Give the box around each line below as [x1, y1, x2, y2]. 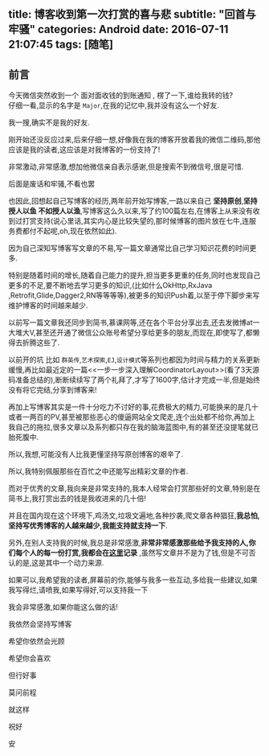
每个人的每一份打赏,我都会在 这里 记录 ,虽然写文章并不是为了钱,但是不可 [14, 548, 249, 557]
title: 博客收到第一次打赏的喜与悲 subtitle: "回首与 [8, 7, 257, 22]
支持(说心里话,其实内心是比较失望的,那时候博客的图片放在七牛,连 [35, 216, 250, 226]
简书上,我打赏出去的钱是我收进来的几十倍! [8, 494, 147, 503]
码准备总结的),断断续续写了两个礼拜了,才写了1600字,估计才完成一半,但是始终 [8, 375, 261, 384]
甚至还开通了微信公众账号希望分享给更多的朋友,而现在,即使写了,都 [35, 328, 253, 338]
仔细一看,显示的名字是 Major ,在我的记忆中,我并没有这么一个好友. [8, 101, 219, 110]
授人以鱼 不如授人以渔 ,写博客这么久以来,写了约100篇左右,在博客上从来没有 [8, 206, 253, 216]
